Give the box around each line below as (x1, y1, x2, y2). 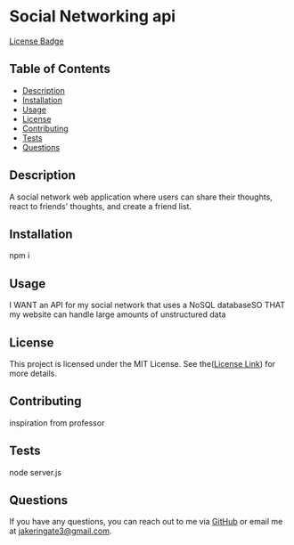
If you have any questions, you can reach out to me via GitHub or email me (9, 517, 283, 527)
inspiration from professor (9, 417, 105, 428)
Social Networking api (9, 6, 176, 27)
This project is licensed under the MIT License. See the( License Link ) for (9, 359, 276, 369)
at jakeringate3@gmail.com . (9, 525, 112, 536)
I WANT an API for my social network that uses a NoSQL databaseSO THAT (9, 300, 286, 311)
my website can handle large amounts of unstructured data (9, 309, 226, 320)
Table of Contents (9, 61, 111, 77)
